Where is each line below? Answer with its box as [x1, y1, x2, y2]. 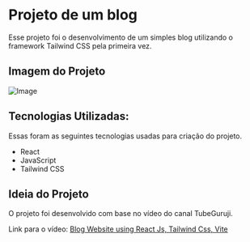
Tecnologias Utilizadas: [8, 109, 129, 123]
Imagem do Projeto [8, 65, 106, 79]
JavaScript [19, 155, 57, 165]
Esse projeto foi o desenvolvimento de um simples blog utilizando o [8, 32, 233, 42]
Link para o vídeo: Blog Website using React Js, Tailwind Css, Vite [8, 224, 228, 234]
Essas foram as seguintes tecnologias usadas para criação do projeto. [8, 131, 243, 141]
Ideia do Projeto [8, 187, 89, 201]
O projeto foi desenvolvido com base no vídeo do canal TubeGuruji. [8, 209, 233, 219]
